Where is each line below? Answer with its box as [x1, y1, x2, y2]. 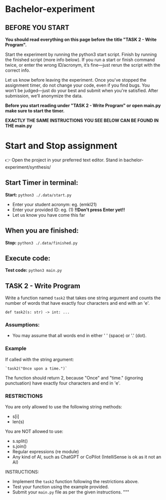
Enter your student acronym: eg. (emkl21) [12, 201, 97, 207]
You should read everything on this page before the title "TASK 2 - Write [5, 36, 157, 42]
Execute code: [5, 254, 51, 262]
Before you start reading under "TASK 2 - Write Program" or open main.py [5, 103, 161, 108]
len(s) [12, 419, 25, 425]
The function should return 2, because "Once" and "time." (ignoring [5, 375, 143, 380]
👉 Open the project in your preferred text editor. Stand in [5, 157, 123, 163]
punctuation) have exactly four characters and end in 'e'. [5, 380, 120, 386]
